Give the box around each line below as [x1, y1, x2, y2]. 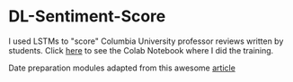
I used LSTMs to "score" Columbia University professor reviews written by [8, 36, 284, 46]
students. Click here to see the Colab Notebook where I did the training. [8, 45, 274, 55]
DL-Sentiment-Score [8, 6, 166, 27]
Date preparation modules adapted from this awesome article [8, 62, 235, 73]
